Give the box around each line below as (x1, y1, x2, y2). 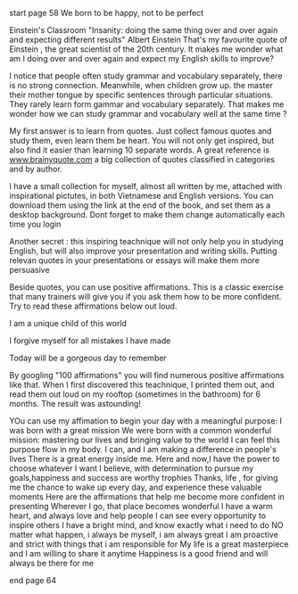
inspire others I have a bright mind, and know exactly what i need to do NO (9, 520, 284, 530)
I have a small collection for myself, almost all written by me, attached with (9, 181, 283, 191)
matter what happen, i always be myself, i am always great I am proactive (9, 530, 278, 540)
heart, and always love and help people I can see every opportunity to (9, 510, 266, 521)
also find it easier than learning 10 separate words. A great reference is (9, 144, 270, 155)
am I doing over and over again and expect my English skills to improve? (9, 54, 275, 63)
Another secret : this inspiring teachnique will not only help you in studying (9, 236, 284, 246)
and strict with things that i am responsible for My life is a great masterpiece (9, 539, 289, 549)
